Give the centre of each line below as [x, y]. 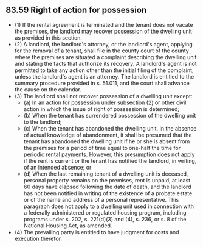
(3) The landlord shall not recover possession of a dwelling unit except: [103, 96]
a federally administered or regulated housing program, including [105, 212]
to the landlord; [43, 122]
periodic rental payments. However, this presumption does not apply [109, 154]
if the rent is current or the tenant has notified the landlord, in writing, [110, 160]
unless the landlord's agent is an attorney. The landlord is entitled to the [104, 76]
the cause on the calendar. [48, 89]
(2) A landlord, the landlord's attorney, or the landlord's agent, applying [103, 44]
